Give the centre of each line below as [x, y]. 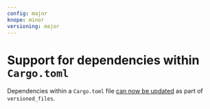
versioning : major [33, 26]
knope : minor [26, 20]
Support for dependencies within [103, 60]
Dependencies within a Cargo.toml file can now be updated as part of [105, 91]
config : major [27, 13]
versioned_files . [31, 98]
